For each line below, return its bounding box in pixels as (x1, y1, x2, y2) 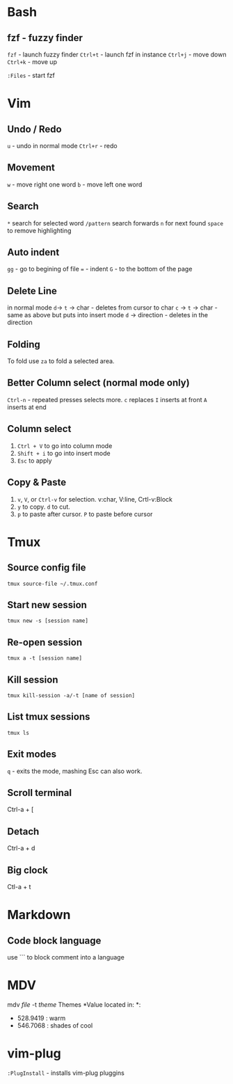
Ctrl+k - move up (7, 58, 58, 66)
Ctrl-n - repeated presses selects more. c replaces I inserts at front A (7, 395, 207, 404)
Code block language (7, 934, 102, 946)
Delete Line (7, 285, 57, 296)
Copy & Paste (7, 477, 67, 488)
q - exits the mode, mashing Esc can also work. (7, 767, 143, 775)
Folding (7, 338, 40, 350)
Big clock (7, 864, 49, 876)
